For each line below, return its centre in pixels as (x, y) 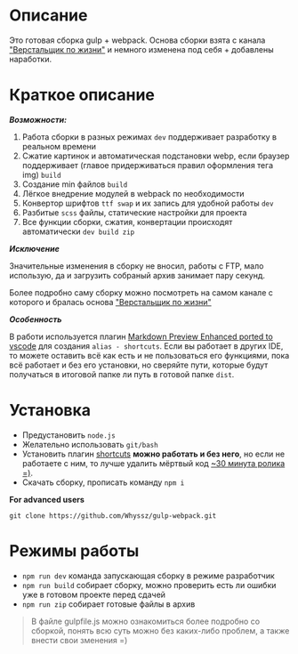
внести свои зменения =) (79, 640)
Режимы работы (74, 551)
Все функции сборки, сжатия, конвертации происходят (127, 222)
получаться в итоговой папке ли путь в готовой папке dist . (122, 374)
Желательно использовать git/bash (90, 444)
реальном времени (59, 146)
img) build (41, 174)
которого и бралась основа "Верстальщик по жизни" (110, 302)
